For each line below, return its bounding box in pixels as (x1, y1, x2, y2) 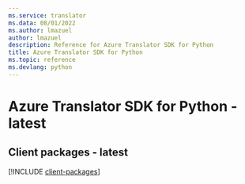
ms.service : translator (8, 11, 87, 20)
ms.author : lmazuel (8, 26, 73, 34)
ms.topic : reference (8, 56, 77, 64)
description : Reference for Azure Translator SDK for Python (8, 41, 214, 49)
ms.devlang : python (8, 63, 73, 71)
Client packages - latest (8, 146, 129, 159)
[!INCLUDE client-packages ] (8, 167, 100, 176)
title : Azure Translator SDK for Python (8, 48, 144, 56)
